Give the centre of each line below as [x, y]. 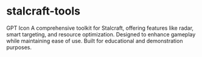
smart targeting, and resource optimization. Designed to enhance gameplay [101, 34]
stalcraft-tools [44, 11]
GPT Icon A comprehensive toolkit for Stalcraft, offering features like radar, [100, 28]
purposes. [19, 47]
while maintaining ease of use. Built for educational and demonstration [95, 41]
